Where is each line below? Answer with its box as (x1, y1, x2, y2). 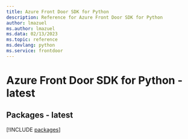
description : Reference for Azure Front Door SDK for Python (6, 14, 163, 20)
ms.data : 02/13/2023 (6, 31, 58, 37)
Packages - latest (6, 110, 74, 120)
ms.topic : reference (6, 37, 58, 43)
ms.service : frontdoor (6, 48, 63, 54)
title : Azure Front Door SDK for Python (6, 8, 110, 15)
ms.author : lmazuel (6, 25, 55, 32)
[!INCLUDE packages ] (6, 126, 61, 133)
